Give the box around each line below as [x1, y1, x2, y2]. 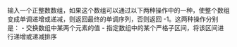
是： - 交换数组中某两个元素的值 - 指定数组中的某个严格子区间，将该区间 [7, 24, 218, 32]
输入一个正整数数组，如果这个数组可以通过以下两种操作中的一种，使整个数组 [7, 6, 230, 14]
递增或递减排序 [13, 32, 57, 41]
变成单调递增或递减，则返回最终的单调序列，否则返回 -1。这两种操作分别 [7, 15, 219, 23]
